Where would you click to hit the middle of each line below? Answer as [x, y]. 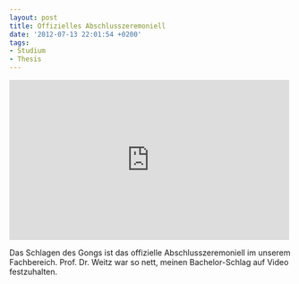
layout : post [34, 17]
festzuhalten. [34, 271]
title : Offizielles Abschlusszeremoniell [88, 26]
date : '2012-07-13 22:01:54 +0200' [76, 34]
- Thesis [26, 59]
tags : [19, 43]
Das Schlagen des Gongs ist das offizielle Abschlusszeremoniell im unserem [150, 253]
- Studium [28, 51]
